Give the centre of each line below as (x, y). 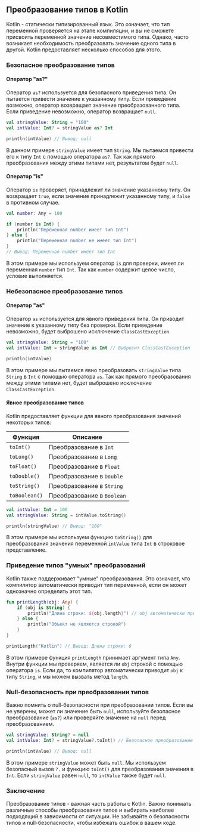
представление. (26, 550)
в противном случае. (33, 202)
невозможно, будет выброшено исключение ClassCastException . (89, 332)
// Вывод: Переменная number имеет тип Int (61, 252)
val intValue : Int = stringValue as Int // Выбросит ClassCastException (98, 348)
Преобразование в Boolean (87, 496)
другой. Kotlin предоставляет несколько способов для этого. (84, 50)
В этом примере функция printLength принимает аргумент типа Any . (93, 657)
